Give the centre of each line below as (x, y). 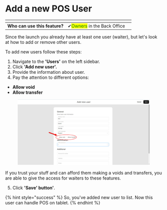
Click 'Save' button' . (34, 188)
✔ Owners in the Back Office (96, 26)
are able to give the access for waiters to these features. (63, 178)
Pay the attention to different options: (51, 77)
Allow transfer (28, 92)
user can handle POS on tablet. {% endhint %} (53, 203)
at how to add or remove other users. (43, 42)
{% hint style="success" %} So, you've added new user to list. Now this (79, 197)
